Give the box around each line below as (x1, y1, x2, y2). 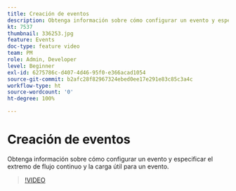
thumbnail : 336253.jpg (7, 29, 74, 37)
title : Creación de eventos (7, 10, 90, 18)
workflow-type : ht (7, 82, 61, 89)
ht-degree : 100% (7, 95, 55, 103)
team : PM (7, 50, 33, 57)
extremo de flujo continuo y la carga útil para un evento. (7, 162, 169, 171)
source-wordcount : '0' (7, 88, 74, 95)
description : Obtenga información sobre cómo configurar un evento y (7, 17, 216, 24)
